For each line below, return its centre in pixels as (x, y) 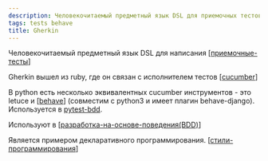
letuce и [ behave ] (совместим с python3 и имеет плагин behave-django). (132, 101)
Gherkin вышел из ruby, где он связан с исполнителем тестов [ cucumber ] (133, 77)
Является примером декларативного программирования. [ (109, 140)
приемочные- (234, 53)
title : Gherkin (33, 30)
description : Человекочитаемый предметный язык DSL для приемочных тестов (135, 16)
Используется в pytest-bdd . (55, 109)
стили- (222, 140)
